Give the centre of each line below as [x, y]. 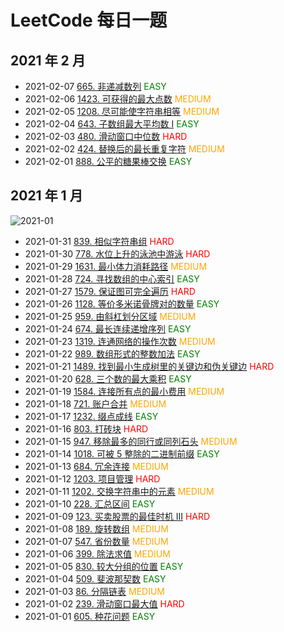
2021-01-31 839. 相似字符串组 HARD [99, 241]
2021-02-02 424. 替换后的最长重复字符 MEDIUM [124, 149]
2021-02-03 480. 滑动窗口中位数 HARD [106, 136]
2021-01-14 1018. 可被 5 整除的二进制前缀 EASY [122, 453]
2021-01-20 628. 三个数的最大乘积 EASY [108, 378]
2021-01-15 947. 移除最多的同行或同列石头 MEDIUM [131, 441]
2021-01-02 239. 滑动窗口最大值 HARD [104, 603]
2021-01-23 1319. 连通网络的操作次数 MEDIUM [120, 341]
